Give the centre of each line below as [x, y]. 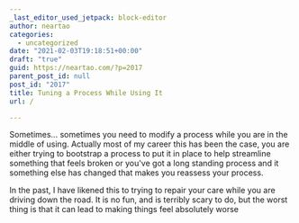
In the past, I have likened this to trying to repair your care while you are [143, 191]
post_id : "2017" [40, 85]
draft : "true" [36, 59]
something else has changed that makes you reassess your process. [136, 173]
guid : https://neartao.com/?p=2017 [76, 68]
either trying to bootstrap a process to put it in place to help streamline [140, 154]
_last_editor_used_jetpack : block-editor [88, 18]
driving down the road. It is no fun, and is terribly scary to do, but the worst [149, 200]
